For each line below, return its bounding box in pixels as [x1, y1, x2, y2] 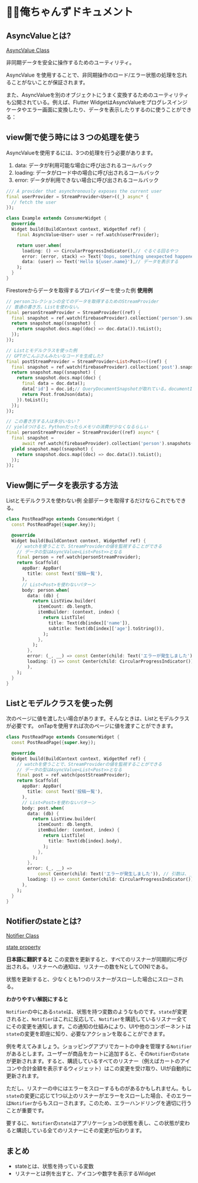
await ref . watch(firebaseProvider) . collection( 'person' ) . [21, 440, 167, 446]
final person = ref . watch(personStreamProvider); [16, 554, 141, 561]
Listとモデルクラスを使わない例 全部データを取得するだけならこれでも [6, 497, 176, 504]
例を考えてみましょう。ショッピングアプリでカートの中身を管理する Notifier [6, 1043, 192, 1050]
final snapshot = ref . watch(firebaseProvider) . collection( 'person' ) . [11, 315, 186, 321]
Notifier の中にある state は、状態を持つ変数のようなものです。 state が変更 [6, 1008, 187, 1015]
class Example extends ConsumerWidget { [6, 215, 107, 221]
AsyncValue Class [6, 47, 50, 54]
